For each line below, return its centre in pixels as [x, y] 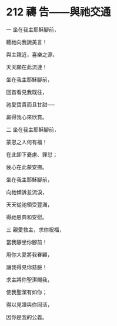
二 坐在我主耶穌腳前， [33, 129]
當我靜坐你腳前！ [27, 242]
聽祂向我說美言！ [27, 42]
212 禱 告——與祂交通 [58, 12]
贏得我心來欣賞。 [27, 117]
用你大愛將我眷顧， [29, 254]
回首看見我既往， [27, 92]
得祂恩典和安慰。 [27, 217]
